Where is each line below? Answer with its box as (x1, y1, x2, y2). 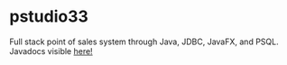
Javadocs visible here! (9, 45, 93, 56)
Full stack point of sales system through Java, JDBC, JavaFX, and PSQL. (9, 36, 279, 47)
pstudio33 (9, 6, 88, 27)
